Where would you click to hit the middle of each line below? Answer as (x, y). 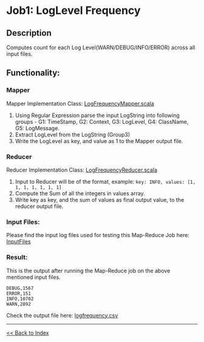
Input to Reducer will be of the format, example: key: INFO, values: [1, (105, 181)
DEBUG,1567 (20, 288)
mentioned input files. (33, 277)
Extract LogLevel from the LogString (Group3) (73, 135)
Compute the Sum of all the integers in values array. (80, 193)
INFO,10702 (20, 299)
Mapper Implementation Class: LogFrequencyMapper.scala (80, 103)
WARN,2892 (19, 304)
